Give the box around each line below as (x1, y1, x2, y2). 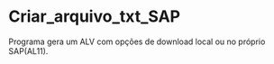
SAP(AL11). (8, 45, 49, 56)
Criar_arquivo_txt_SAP (8, 6, 181, 27)
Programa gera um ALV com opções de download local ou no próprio (8, 36, 266, 47)
